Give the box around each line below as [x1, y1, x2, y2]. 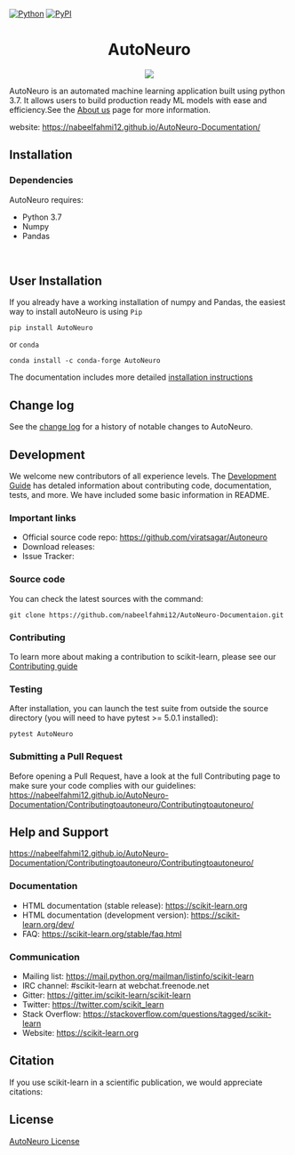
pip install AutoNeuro [9, 324, 93, 333]
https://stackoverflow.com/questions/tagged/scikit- [83, 1008, 272, 1019]
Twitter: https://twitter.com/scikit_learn [21, 999, 164, 1009]
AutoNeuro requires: [9, 194, 84, 205]
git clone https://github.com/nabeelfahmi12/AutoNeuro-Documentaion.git [9, 610, 284, 620]
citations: [9, 1086, 43, 1097]
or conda [9, 339, 40, 350]
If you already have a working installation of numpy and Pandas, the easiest [9, 297, 286, 308]
